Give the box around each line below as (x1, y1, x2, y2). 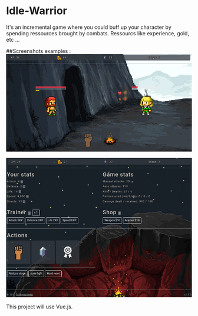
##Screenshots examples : (6, 47, 71, 54)
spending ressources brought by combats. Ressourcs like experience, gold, (6, 29, 190, 36)
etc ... (6, 36, 20, 43)
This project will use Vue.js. (6, 303, 73, 310)
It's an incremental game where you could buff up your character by (6, 24, 172, 31)
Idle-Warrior (6, 4, 68, 18)
